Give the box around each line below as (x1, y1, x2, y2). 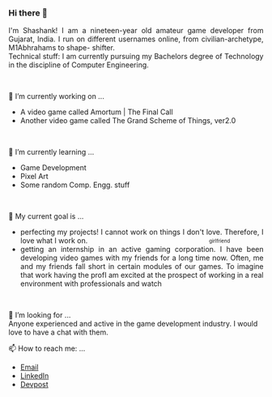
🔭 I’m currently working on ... (8, 92, 105, 101)
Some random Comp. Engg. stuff (19, 180, 130, 190)
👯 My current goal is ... (8, 211, 84, 221)
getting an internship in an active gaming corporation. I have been (19, 245, 264, 254)
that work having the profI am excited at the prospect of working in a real (19, 271, 264, 280)
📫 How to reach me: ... (8, 344, 86, 353)
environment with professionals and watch (19, 279, 162, 288)
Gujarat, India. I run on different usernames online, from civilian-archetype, (8, 34, 264, 44)
